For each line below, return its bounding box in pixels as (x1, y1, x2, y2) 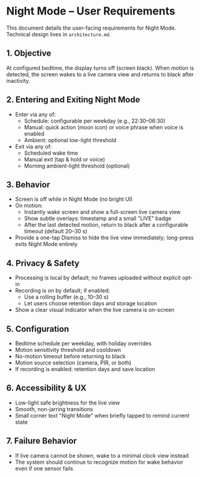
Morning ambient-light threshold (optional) (24, 162, 130, 169)
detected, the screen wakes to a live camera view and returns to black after (6, 71, 195, 78)
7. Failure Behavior (6, 436, 77, 446)
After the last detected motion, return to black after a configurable (24, 221, 189, 229)
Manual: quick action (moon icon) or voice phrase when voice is (24, 123, 184, 131)
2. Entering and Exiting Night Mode (6, 95, 140, 105)
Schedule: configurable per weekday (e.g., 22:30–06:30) (24, 117, 166, 125)
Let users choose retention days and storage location (24, 300, 157, 307)
